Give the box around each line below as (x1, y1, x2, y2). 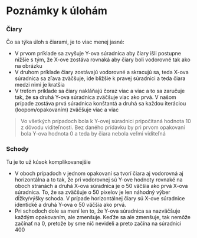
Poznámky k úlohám (6, 4, 108, 18)
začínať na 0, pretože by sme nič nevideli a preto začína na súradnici (14, 220, 182, 227)
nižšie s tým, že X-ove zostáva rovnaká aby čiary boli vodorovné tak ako (14, 56, 191, 63)
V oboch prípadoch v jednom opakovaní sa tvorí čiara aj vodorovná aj (14, 170, 184, 177)
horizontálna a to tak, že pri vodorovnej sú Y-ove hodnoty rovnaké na (14, 176, 183, 183)
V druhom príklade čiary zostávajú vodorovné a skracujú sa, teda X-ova (14, 69, 189, 76)
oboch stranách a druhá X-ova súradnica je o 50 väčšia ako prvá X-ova (14, 182, 188, 189)
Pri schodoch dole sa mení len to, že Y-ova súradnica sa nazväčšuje (14, 207, 181, 214)
